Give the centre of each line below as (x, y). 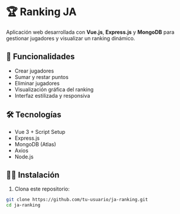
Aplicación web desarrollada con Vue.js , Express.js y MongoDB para (90, 32)
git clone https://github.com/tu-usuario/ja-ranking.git (77, 200)
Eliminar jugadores (37, 83)
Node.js (24, 157)
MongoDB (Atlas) (35, 144)
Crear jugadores (34, 71)
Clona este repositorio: (42, 189)
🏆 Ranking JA (41, 12)
